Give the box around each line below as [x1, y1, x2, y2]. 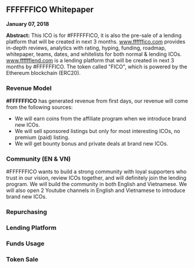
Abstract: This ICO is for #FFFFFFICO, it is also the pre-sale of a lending [6, 32, 182, 39]
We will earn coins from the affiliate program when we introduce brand [14, 115, 187, 123]
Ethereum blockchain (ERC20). [6, 69, 81, 76]
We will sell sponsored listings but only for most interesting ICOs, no [14, 128, 180, 135]
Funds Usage [6, 240, 45, 248]
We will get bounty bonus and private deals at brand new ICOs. [14, 140, 169, 147]
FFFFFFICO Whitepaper [6, 5, 94, 15]
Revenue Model [6, 84, 52, 92]
